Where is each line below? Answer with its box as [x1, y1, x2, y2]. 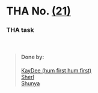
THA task [6, 26, 34, 34]
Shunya [20, 80, 40, 87]
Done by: [20, 53, 44, 61]
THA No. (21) [6, 4, 71, 18]
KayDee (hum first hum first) [20, 66, 92, 74]
